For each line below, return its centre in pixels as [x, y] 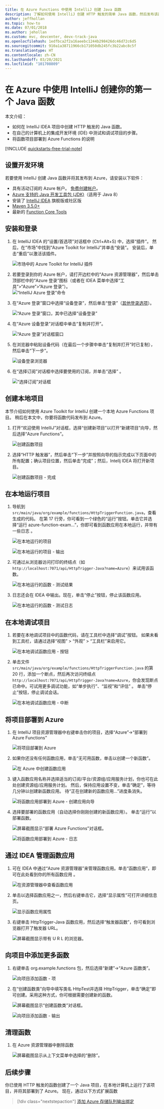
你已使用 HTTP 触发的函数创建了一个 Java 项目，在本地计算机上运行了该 [78, 1085]
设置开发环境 [24, 165]
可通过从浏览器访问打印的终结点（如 [49, 562]
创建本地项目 [24, 399]
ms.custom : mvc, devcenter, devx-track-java [51, 37]
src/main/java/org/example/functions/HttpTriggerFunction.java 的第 [83, 668]
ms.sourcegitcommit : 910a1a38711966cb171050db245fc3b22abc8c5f [71, 46]
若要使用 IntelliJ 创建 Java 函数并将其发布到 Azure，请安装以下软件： [74, 178]
